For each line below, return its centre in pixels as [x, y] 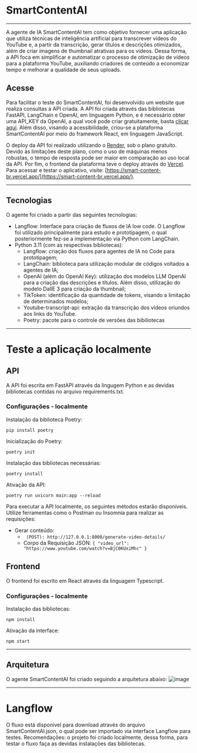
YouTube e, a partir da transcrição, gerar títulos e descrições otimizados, [94, 44]
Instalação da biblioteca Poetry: [44, 420]
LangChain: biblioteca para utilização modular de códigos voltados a [106, 263]
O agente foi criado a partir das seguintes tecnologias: [72, 214]
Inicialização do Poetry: [34, 441]
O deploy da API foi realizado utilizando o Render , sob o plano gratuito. [91, 145]
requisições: [21, 518]
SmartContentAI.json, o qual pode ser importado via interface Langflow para [98, 731]
